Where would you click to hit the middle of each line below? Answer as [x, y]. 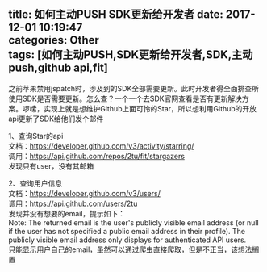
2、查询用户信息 [35, 183]
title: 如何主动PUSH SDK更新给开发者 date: [116, 15]
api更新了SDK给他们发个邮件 [56, 119]
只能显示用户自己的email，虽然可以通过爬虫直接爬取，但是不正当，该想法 [130, 249]
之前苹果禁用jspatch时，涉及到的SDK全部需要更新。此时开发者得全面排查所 [134, 88]
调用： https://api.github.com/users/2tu [73, 203]
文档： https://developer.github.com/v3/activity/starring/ [101, 146]
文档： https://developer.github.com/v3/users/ [85, 193]
